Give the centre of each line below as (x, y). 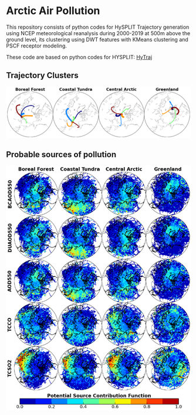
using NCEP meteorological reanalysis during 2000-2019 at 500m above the (98, 33)
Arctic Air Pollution (53, 11)
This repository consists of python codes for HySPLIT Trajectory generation (98, 27)
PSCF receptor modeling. (37, 46)
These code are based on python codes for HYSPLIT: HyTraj (79, 57)
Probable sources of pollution (61, 154)
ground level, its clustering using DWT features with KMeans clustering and (97, 39)
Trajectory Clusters (43, 75)
